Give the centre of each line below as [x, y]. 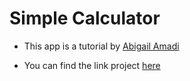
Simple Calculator [85, 18]
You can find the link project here [92, 65]
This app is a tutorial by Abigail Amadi [101, 46]
